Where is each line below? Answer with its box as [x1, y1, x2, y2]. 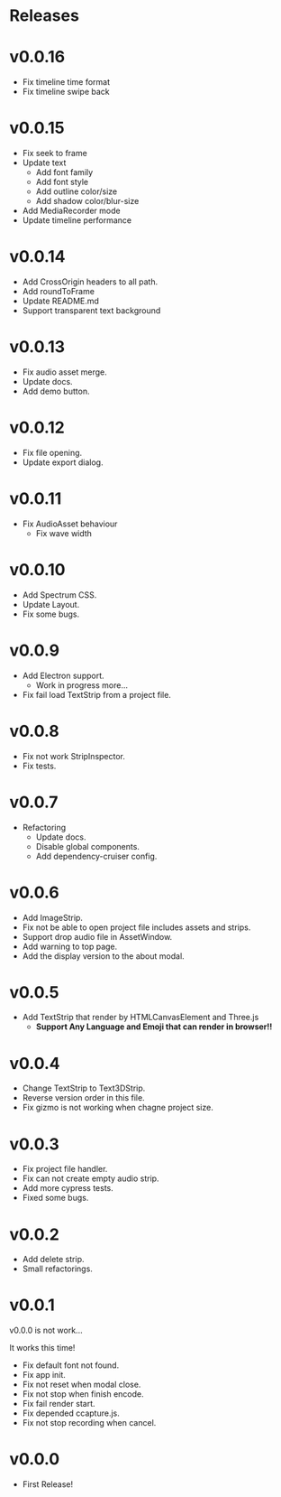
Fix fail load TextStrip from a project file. [22, 689, 171, 700]
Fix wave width [35, 527, 93, 538]
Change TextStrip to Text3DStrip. [22, 1083, 146, 1093]
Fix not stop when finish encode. [22, 1389, 144, 1399]
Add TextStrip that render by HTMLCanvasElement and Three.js [22, 1012, 259, 1023]
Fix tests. [22, 760, 57, 771]
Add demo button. [22, 386, 90, 396]
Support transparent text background [22, 305, 161, 316]
